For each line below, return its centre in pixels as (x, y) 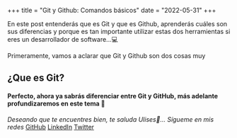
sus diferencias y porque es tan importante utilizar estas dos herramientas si (119, 31)
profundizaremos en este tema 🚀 (56, 103)
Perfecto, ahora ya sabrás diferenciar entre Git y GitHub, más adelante (112, 96)
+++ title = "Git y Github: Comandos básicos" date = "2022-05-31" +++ (112, 10)
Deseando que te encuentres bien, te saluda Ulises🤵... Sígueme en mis (111, 119)
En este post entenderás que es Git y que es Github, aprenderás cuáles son (117, 24)
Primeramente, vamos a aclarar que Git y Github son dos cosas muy (106, 56)
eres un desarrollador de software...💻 (63, 39)
